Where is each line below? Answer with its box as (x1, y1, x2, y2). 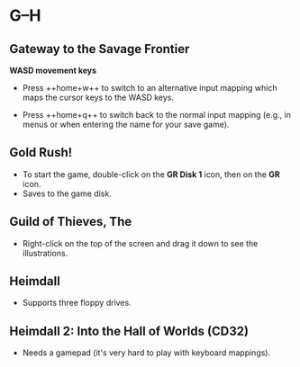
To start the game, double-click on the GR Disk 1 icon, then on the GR (22, 168, 281, 180)
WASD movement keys (9, 65, 97, 76)
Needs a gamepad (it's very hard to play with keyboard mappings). (22, 347, 271, 358)
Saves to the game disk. (22, 188, 113, 199)
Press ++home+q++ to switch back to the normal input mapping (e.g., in (22, 110, 291, 120)
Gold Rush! (9, 145, 73, 160)
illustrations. (22, 247, 68, 258)
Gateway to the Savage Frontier (9, 41, 190, 57)
